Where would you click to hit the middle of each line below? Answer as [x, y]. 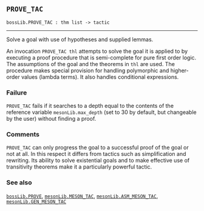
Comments [23, 135]
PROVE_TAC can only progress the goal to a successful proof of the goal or [98, 147]
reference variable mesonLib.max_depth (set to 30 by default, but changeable [101, 112]
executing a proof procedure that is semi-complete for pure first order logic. [101, 58]
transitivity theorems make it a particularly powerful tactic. [79, 167]
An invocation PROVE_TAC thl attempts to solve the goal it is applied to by [97, 51]
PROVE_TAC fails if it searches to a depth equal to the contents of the [90, 106]
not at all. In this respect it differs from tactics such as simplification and [96, 154]
